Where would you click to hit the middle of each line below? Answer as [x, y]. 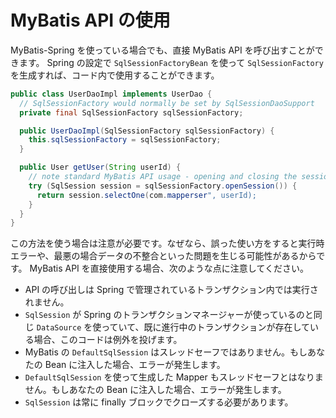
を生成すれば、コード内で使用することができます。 [115, 75]
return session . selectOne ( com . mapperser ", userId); [146, 195]
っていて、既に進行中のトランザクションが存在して [206, 327]
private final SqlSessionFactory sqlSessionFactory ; [131, 112]
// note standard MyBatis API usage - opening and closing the [163, 177]
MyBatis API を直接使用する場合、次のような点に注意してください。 [169, 268]
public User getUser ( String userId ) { [100, 167]
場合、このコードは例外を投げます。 [108, 340]
